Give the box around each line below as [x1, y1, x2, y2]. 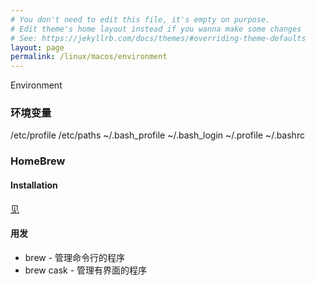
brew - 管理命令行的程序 [24, 251, 126, 263]
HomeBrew [10, 154, 66, 168]
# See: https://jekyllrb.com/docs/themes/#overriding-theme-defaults [10, 33, 307, 43]
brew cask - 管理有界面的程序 [24, 264, 148, 276]
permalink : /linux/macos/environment [10, 52, 168, 62]
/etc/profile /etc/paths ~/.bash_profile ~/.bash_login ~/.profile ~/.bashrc [10, 129, 305, 141]
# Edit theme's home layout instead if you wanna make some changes [10, 24, 302, 34]
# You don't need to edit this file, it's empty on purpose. [10, 14, 271, 25]
